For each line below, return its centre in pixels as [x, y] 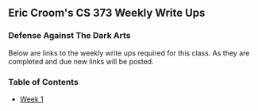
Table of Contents [44, 82]
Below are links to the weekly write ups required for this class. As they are [129, 53]
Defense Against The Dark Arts [69, 36]
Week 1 [31, 99]
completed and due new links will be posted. [81, 61]
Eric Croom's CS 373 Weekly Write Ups [107, 13]
